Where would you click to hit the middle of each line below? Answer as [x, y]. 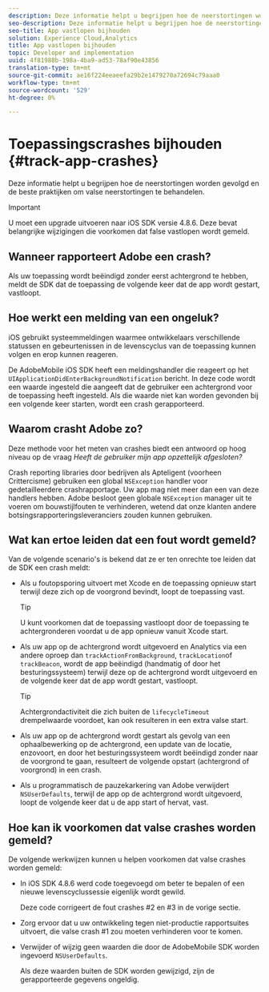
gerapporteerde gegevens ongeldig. [80, 980]
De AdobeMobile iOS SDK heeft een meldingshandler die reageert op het [128, 370]
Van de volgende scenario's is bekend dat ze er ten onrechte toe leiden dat [132, 559]
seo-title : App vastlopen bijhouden [69, 30]
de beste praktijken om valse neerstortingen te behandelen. [107, 192]
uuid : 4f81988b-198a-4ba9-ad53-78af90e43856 [84, 61]
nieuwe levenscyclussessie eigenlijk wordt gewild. [102, 892]
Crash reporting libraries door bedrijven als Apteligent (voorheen [115, 472]
